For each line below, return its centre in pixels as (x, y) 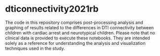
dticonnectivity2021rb (52, 9)
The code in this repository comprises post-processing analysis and (74, 22)
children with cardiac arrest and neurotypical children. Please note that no (80, 33)
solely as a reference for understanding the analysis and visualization (75, 43)
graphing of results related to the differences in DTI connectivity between (80, 27)
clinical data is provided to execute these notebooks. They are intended (78, 38)
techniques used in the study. (35, 48)
